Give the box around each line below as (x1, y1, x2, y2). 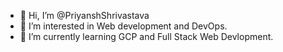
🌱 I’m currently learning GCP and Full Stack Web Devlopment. (19, 31, 274, 42)
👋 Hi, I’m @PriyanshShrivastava (19, 10, 150, 21)
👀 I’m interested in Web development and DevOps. (19, 20, 228, 32)
